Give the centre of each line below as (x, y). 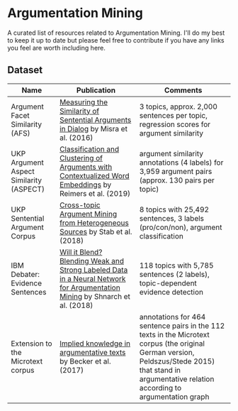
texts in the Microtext (175, 334)
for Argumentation (90, 287)
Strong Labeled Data (93, 270)
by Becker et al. (85, 361)
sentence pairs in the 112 (182, 326)
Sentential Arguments (95, 120)
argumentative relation (177, 379)
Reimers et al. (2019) (95, 193)
